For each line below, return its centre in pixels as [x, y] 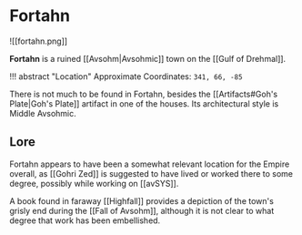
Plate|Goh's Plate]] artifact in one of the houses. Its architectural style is [144, 103]
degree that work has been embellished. [85, 220]
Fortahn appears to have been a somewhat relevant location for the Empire [150, 164]
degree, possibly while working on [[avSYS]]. [94, 183]
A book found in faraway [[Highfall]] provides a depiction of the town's [142, 200]
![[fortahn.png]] [39, 41]
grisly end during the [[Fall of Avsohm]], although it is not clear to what [142, 210]
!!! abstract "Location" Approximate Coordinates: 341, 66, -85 [126, 76]
